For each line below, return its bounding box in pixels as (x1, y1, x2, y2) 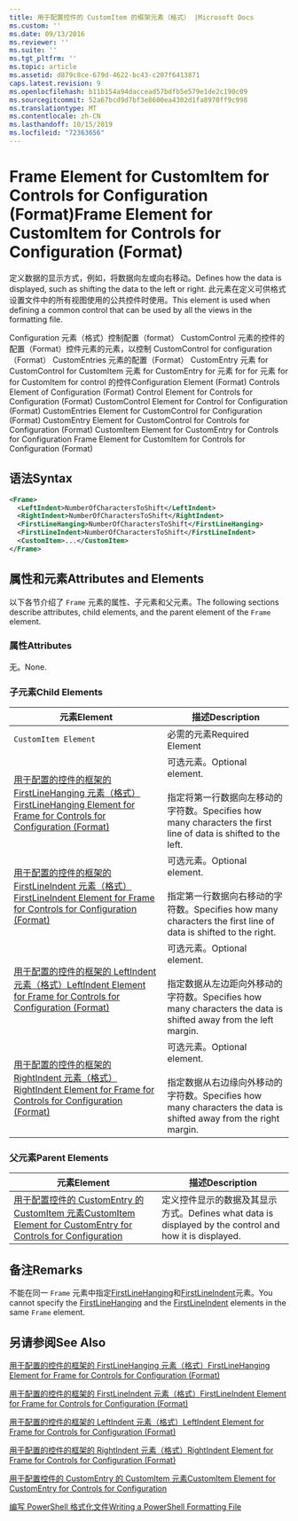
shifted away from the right (167, 1112, 280, 1125)
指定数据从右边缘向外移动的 (167, 1077, 283, 1089)
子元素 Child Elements (9, 686, 104, 698)
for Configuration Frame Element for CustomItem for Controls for (9, 434, 246, 444)
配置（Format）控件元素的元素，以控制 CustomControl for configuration (9, 343, 272, 354)
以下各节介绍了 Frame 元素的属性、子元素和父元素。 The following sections (9, 596, 279, 608)
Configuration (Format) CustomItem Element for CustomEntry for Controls (9, 424, 279, 435)
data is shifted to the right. (167, 926, 277, 938)
